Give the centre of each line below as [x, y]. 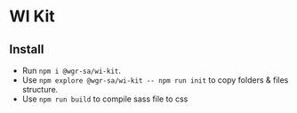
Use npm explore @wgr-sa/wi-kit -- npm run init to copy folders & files [155, 80]
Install [27, 49]
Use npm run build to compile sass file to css [105, 99]
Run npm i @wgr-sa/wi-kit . [72, 70]
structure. [40, 89]
